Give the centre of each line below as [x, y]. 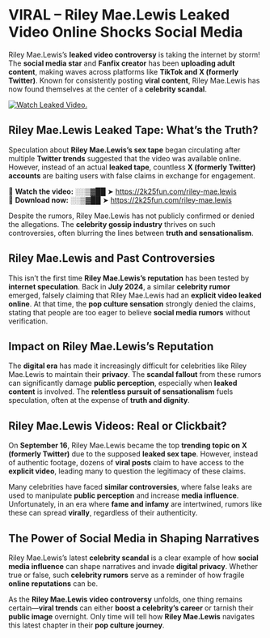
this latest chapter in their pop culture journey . [86, 625]
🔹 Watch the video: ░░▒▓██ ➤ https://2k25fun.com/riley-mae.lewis [122, 191]
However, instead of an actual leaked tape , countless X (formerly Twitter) [132, 167]
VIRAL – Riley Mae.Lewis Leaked [119, 15]
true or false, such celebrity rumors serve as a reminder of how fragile [127, 575]
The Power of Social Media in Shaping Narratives [134, 538]
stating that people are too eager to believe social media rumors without [129, 312]
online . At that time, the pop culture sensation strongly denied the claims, [132, 304]
